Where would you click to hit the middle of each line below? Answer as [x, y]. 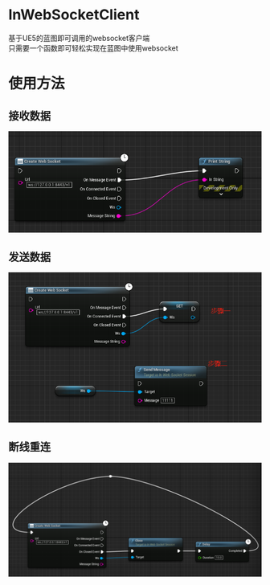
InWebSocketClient [74, 15]
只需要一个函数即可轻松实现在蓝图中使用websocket [93, 48]
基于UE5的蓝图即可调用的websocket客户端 [79, 38]
